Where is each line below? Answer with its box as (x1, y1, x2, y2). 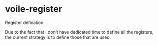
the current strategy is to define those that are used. (5, 34, 111, 40)
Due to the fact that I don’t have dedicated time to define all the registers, (5, 29, 154, 35)
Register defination (5, 20, 44, 25)
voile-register (5, 3, 63, 15)
